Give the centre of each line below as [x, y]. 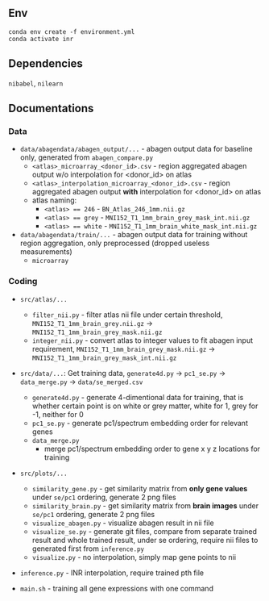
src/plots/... [43, 474]
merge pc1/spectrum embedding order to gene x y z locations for [152, 449]
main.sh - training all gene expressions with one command [116, 588]
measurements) [46, 252]
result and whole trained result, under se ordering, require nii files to [145, 540]
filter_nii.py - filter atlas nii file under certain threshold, [127, 315]
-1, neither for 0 [58, 414]
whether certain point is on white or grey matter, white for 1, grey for [145, 406]
